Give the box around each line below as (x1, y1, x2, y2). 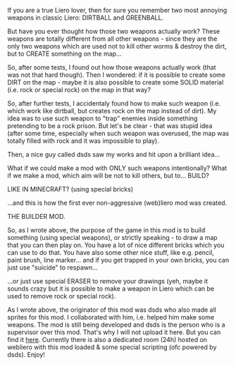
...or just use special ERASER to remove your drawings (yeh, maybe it (7, 277, 209, 285)
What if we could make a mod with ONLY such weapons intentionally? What (7, 164, 228, 172)
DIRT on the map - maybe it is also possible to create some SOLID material (7, 78, 224, 87)
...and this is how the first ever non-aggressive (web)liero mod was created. (7, 198, 228, 207)
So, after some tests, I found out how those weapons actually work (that (7, 63, 216, 71)
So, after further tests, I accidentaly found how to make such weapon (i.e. (7, 99, 221, 108)
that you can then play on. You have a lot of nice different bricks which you (7, 241, 225, 249)
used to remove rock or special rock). (7, 292, 116, 300)
